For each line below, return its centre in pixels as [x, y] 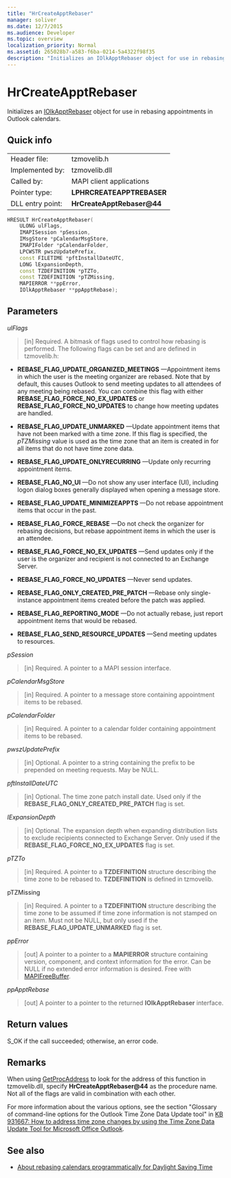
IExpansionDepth [32, 817]
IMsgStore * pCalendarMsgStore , [64, 239]
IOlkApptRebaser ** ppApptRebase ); [69, 290]
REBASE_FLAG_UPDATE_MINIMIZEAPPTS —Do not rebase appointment [120, 503]
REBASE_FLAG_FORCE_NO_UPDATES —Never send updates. [104, 579]
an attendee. [35, 538]
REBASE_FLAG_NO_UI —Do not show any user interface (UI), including [118, 482]
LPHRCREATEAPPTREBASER [119, 192]
